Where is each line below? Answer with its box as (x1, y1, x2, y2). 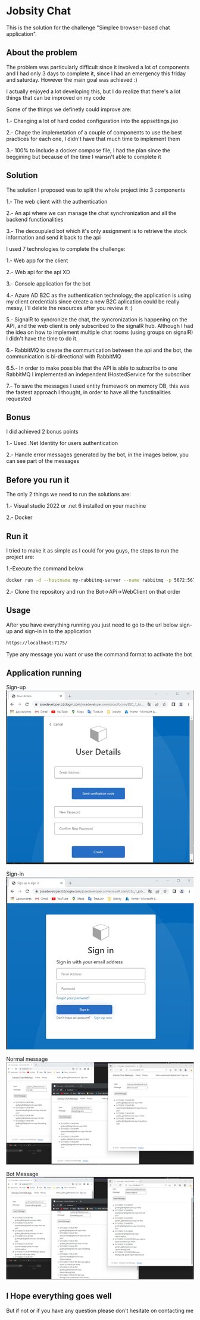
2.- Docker (6, 514, 33, 521)
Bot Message (6, 1171, 39, 1178)
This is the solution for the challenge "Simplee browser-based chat (6, 24, 170, 31)
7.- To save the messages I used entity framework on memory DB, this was (6, 382, 190, 389)
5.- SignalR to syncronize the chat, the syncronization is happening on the (6, 315, 187, 323)
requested (6, 395, 32, 402)
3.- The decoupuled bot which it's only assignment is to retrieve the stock (6, 227, 187, 234)
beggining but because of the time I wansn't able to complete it (6, 153, 162, 160)
